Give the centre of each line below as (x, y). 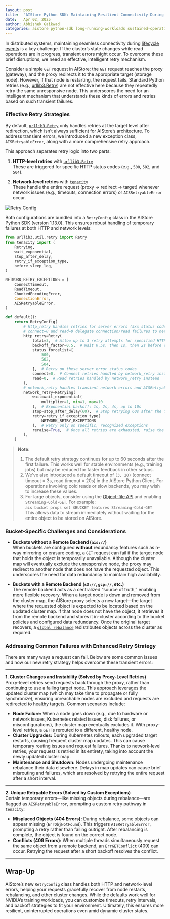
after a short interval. (34, 778)
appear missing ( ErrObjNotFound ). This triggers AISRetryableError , (82, 824)
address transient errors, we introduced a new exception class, (71, 136)
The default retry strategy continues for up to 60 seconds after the (95, 459)
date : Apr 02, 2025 (28, 19)
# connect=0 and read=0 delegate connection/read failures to (90, 331)
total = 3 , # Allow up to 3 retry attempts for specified (94, 341)
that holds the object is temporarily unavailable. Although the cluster (84, 558)
